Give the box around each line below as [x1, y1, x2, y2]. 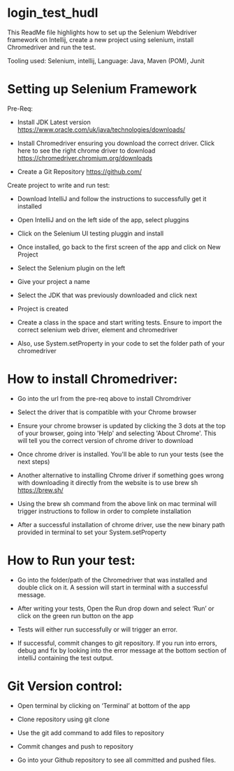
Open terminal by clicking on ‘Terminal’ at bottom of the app [17, 701, 191, 709]
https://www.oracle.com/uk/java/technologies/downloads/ [17, 125, 186, 134]
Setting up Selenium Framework [7, 81, 197, 97]
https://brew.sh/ [17, 486, 64, 494]
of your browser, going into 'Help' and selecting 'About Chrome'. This [17, 429, 217, 437]
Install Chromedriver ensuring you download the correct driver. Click [17, 139, 215, 147]
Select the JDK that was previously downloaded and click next [17, 291, 198, 299]
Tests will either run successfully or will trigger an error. [17, 625, 178, 634]
